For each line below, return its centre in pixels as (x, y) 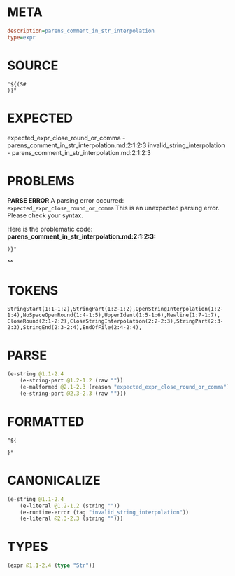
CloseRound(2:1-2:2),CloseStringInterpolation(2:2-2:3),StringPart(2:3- (115, 321)
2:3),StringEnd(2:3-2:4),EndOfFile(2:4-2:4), (74, 328)
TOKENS (33, 290)
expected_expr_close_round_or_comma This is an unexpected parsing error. (113, 208)
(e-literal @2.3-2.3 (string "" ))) (72, 519)
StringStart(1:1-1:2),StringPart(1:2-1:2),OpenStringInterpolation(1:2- (115, 309)
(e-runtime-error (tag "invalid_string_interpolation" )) (105, 512)
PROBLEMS (41, 181)
